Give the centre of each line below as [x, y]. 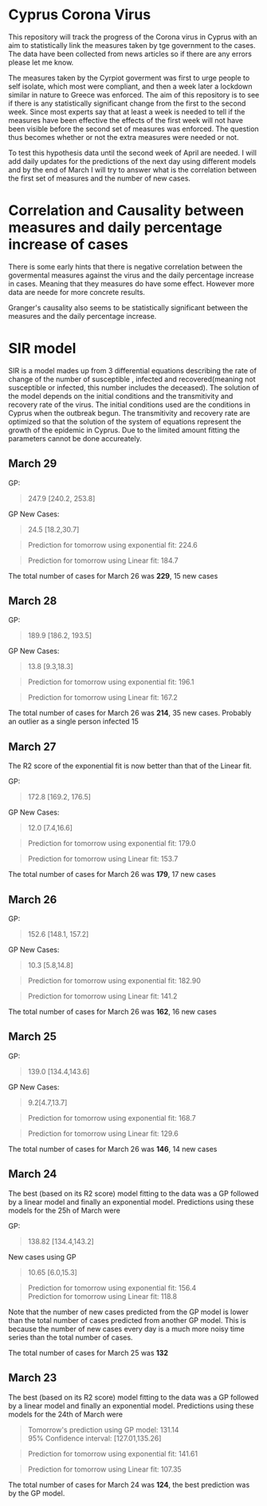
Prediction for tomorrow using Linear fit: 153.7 [103, 859]
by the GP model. [37, 1493]
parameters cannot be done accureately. [75, 438]
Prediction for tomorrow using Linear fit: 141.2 [102, 996]
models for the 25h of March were [65, 1210]
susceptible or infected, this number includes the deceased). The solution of [133, 387]
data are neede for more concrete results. [77, 292]
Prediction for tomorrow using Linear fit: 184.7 [103, 560]
